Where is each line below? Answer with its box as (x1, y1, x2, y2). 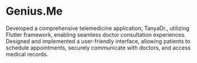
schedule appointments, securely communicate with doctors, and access (6, 44, 191, 51)
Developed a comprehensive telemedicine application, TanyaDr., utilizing (6, 24, 190, 32)
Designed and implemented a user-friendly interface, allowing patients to (6, 37, 191, 45)
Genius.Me (6, 4, 63, 18)
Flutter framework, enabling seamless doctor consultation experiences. (6, 31, 187, 38)
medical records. (6, 50, 48, 57)
